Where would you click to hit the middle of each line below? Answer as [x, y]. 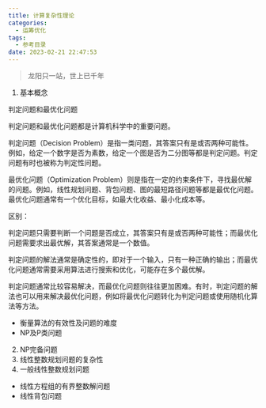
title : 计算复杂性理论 [42, 15]
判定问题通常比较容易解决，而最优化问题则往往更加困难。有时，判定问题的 [129, 286]
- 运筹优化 [31, 30]
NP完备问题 [38, 349]
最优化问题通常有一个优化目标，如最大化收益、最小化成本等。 [109, 199]
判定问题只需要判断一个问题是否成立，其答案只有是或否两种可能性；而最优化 [133, 233]
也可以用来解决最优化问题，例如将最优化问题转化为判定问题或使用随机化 [133, 296]
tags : [17, 38]
